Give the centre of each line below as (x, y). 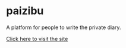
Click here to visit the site (37, 39)
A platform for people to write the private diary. (64, 27)
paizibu (25, 11)
